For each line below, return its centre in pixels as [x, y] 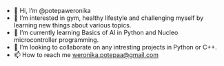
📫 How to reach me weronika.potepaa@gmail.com [86, 55]
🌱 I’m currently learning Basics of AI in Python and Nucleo [96, 32]
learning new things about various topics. [72, 25]
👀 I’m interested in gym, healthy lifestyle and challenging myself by [109, 18]
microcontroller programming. [56, 40]
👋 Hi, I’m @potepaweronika [52, 11]
